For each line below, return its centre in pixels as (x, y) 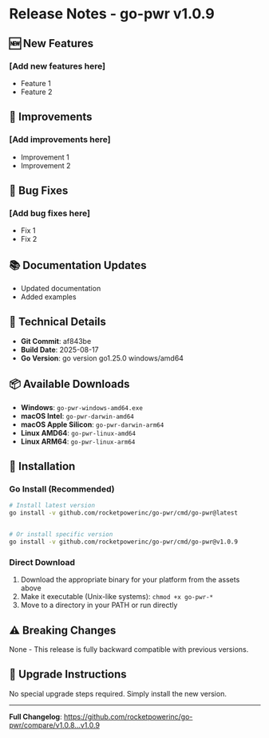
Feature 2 (36, 92)
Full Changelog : (36, 716)
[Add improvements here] (60, 140)
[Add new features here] (57, 66)
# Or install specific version (61, 535)
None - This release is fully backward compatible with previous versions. (129, 649)
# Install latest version (52, 506)
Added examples (48, 297)
